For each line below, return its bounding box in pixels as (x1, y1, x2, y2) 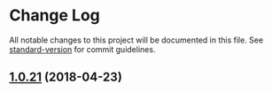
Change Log (9, 5, 100, 26)
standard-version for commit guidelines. (9, 43, 156, 54)
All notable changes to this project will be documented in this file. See (9, 35, 264, 45)
